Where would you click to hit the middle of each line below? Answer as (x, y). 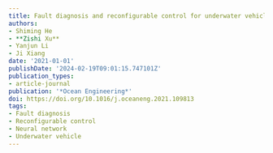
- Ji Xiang (27, 53)
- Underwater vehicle (45, 136)
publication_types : (41, 76)
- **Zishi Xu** (34, 38)
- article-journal (39, 83)
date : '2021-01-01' (41, 62)
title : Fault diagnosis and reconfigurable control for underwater (125, 16)
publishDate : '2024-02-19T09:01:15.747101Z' (85, 69)
